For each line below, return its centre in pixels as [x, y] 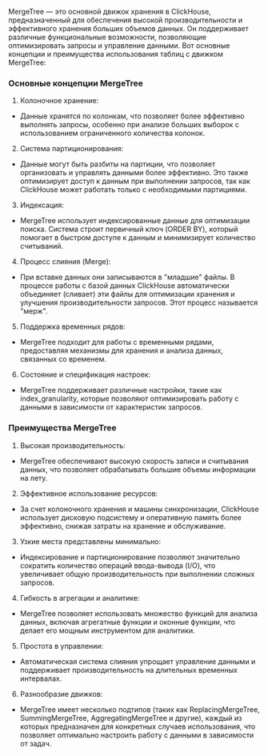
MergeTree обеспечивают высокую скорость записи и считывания [134, 461]
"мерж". [34, 311]
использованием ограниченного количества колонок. [112, 133]
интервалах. [41, 678]
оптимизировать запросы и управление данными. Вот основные [119, 46]
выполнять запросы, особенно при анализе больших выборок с [130, 125]
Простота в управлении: [62, 646]
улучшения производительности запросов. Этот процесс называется [139, 302]
